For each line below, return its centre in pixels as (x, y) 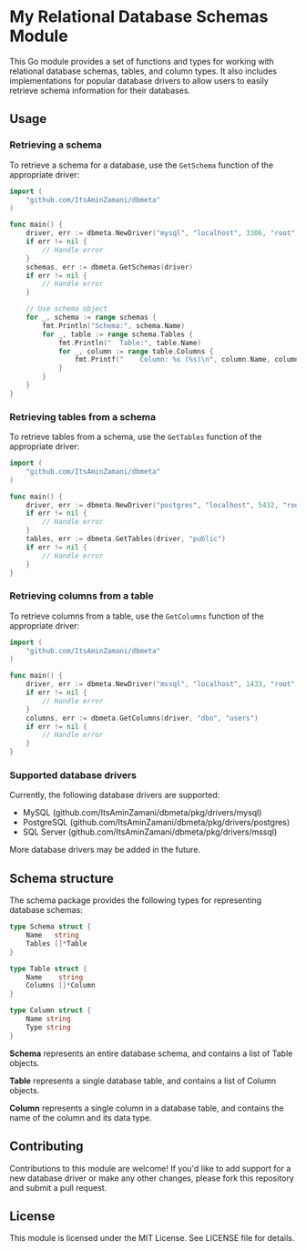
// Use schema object (66, 309)
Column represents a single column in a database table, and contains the (147, 1108)
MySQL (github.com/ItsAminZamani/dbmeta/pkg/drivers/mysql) (142, 813)
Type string (48, 1027)
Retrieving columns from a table (82, 596)
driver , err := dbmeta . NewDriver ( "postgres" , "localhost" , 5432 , (153, 505)
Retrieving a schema (56, 145)
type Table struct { (49, 969)
